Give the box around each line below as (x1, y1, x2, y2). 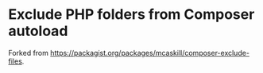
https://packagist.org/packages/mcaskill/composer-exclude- (50, 48, 250, 57)
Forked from (8, 48, 49, 57)
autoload (8, 22, 68, 40)
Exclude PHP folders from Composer (8, 5, 255, 24)
